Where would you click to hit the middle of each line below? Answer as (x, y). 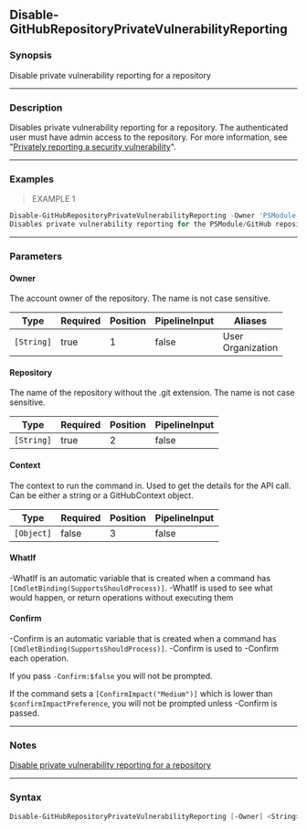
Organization (250, 348)
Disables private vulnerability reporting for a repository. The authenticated (149, 127)
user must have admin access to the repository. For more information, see (148, 137)
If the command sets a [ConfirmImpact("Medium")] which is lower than (141, 693)
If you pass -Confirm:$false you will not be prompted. (111, 676)
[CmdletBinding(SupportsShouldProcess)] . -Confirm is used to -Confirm (144, 648)
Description (36, 107)
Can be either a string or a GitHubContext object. (101, 495)
